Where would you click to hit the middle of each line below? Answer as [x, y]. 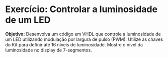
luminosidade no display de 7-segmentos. [49, 50]
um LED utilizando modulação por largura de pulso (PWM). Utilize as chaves [84, 39]
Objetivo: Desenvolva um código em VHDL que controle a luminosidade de [83, 34]
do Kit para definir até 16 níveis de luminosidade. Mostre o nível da [74, 44]
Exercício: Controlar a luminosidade [81, 9]
